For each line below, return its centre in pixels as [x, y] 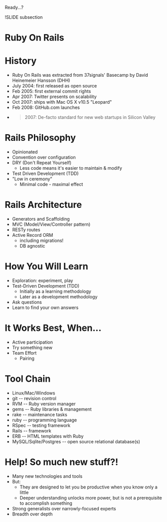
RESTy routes [26, 230]
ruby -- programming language [44, 420]
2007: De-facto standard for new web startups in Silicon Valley [90, 117]
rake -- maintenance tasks [40, 414]
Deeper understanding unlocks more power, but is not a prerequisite [91, 498]
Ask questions [27, 302]
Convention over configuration [44, 158]
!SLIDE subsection [24, 17]
